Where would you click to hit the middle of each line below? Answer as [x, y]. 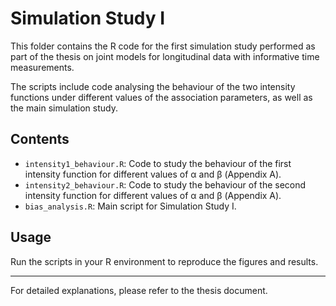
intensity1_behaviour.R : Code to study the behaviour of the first [158, 163]
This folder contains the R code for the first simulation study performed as [163, 46]
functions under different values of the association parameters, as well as [161, 97]
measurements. [42, 67]
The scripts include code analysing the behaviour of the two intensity [153, 86]
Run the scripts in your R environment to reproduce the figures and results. [164, 261]
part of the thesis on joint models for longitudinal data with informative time [165, 56]
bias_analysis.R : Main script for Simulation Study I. [130, 206]
